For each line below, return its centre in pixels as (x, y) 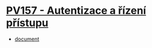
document (27, 39)
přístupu (27, 23)
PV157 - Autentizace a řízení (76, 11)
